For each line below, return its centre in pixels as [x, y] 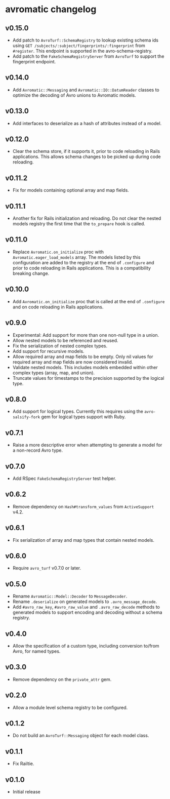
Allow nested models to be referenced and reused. [65, 340]
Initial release [26, 792]
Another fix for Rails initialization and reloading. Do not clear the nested [87, 218]
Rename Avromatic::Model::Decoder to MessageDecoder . [70, 596]
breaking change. [31, 273]
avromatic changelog [51, 9]
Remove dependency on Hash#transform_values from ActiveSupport [83, 506]
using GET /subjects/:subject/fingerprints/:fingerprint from [79, 46]
